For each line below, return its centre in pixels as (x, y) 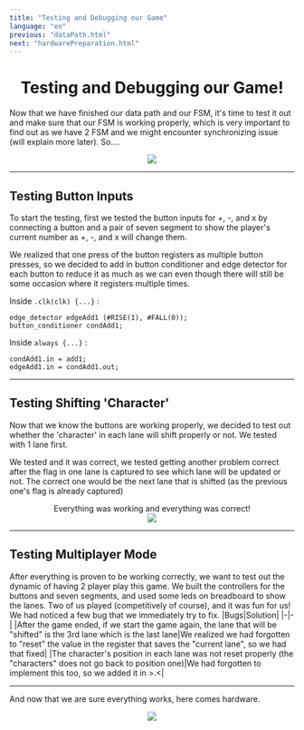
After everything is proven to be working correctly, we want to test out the (147, 576)
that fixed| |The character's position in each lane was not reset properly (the (152, 653)
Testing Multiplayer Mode (83, 555)
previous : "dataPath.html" (60, 34)
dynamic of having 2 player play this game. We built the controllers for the (147, 586)
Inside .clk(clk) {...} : (54, 301)
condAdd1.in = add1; (48, 359)
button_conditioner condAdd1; (66, 326)
